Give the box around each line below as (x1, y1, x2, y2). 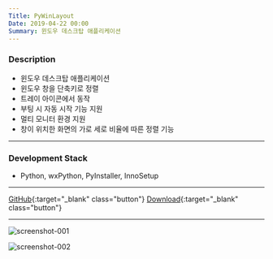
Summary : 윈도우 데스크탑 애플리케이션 (8, 27, 121, 35)
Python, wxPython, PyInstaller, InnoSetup (19, 171, 159, 180)
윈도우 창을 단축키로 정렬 (19, 83, 99, 93)
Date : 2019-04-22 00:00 (8, 19, 89, 28)
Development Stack (8, 152, 88, 163)
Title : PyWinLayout (8, 11, 75, 20)
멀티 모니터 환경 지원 (19, 114, 86, 123)
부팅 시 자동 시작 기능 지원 (19, 103, 103, 114)
